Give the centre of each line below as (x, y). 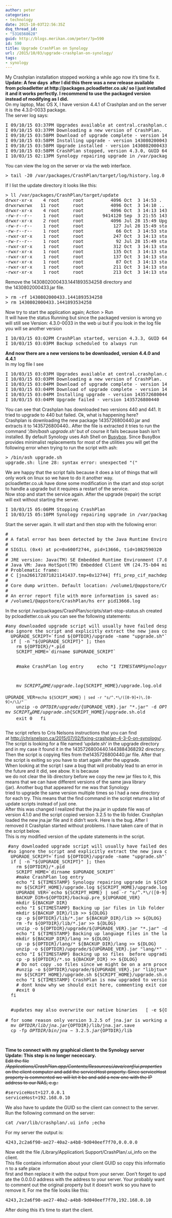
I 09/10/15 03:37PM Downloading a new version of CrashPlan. (84, 130)
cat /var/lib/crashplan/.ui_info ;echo (55, 1122)
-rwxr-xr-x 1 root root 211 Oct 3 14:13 (81, 267)
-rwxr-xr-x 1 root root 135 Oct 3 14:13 (81, 252)
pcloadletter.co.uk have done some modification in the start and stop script (84, 483)
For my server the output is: (35, 1132)
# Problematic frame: (33, 570)
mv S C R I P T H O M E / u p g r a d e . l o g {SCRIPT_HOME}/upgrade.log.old (89, 686)
